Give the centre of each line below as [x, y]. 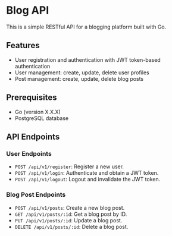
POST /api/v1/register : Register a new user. [69, 166]
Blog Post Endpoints [36, 195]
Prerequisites [32, 98]
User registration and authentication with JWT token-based [87, 59]
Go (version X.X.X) [37, 112]
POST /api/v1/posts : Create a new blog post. [70, 207]
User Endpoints [29, 153]
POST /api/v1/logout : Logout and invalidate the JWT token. [87, 180]
